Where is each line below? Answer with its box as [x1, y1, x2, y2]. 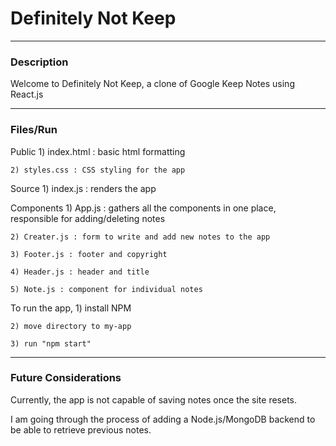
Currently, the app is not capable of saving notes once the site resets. [10, 393, 298, 406]
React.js [10, 88, 44, 101]
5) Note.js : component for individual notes [10, 284, 203, 294]
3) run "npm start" [10, 338, 92, 349]
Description [10, 55, 69, 69]
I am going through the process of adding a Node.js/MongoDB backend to [10, 413, 316, 425]
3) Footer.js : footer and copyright [10, 249, 168, 259]
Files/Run [10, 123, 58, 137]
